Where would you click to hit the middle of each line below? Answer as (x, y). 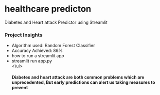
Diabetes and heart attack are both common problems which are (78, 77)
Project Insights (24, 35)
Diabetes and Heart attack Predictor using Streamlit (56, 22)
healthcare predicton (48, 9)
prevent (20, 87)
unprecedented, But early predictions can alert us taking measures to (83, 82)
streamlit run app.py (32, 61)
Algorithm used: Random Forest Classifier (53, 46)
